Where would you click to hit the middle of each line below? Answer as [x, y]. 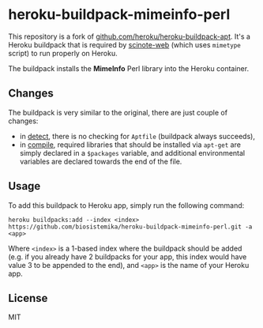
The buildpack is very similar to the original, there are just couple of [118, 112]
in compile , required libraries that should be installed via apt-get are [130, 145]
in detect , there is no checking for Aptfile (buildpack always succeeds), [137, 136]
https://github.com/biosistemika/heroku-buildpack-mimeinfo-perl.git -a [130, 227]
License [28, 298]
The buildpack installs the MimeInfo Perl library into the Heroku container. [129, 68]
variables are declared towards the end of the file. [101, 161]
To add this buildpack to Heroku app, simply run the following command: [126, 205]
